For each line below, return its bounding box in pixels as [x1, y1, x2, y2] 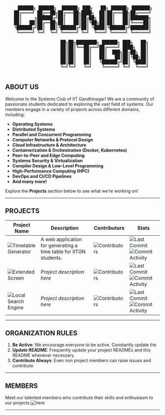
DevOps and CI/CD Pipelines [12, 173, 72, 179]
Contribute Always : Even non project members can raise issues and [12, 358, 151, 363]
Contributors [93, 224, 125, 231]
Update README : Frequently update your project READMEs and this [12, 347, 151, 353]
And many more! [12, 178, 48, 184]
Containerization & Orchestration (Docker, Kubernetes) [12, 147, 127, 153]
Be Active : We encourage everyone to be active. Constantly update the [12, 342, 157, 348]
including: [5, 111, 26, 117]
